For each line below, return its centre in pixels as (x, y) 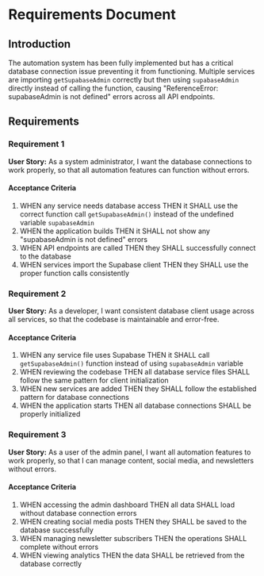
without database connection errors (78, 513)
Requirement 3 (37, 435)
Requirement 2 (37, 294)
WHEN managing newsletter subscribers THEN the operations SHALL (133, 538)
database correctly (50, 563)
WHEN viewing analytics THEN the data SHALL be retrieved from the (132, 555)
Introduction (40, 44)
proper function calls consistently (74, 273)
